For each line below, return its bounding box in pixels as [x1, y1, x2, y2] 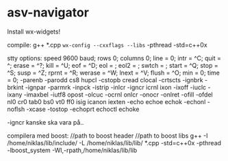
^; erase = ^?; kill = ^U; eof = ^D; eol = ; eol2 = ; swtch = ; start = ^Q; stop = [7, 61, 218, 69]
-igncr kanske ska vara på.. [7, 118, 84, 126]
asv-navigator [7, 5, 89, 21]
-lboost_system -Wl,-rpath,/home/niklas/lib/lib [7, 146, 138, 154]
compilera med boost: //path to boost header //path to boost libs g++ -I [7, 132, 208, 140]
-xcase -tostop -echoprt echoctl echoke [26, 105, 140, 113]
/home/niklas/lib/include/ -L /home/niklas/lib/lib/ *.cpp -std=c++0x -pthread [7, 138, 221, 147]
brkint [7, 83, 24, 91]
